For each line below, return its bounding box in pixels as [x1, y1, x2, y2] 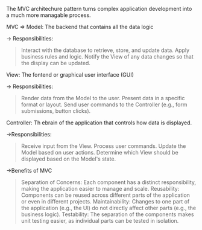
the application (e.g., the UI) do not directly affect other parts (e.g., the [21, 205, 197, 211]
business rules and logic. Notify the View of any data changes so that [21, 53, 194, 60]
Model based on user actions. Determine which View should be [21, 149, 179, 156]
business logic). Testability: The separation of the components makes [21, 211, 194, 218]
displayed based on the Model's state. [21, 155, 116, 162]
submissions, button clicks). [21, 107, 91, 114]
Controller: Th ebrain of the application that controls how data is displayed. [6, 119, 192, 126]
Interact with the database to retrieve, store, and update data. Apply [21, 46, 190, 54]
